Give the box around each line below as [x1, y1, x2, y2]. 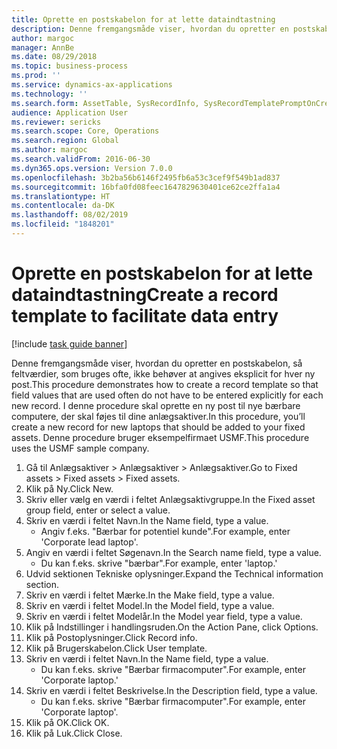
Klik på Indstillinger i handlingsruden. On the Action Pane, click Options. [25, 621, 319, 633]
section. [25, 578, 60, 590]
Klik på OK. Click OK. [25, 716, 110, 728]
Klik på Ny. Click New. [25, 482, 114, 495]
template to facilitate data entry [11, 305, 279, 328]
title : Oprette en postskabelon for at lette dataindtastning [11, 14, 276, 25]
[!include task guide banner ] [11, 337, 128, 350]
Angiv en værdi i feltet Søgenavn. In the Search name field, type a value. [25, 546, 322, 558]
